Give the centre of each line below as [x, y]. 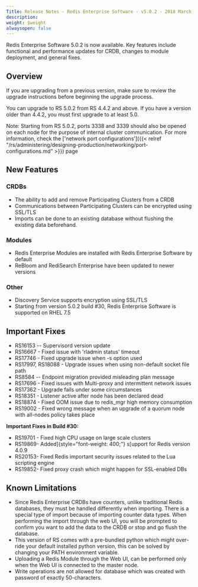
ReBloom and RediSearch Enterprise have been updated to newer [94, 266]
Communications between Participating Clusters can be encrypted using [103, 206]
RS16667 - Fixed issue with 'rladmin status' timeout [77, 352]
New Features [32, 170]
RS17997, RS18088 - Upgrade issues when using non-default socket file [102, 364]
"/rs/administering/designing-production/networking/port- [77, 145]
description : [22, 17]
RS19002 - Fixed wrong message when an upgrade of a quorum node [100, 409]
